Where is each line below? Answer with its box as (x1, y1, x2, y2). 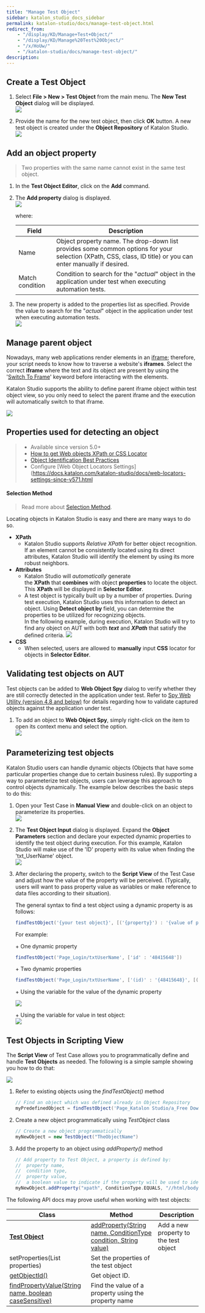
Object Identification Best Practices (30, 456, 120, 464)
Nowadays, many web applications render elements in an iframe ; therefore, (6, 354, 196, 361)
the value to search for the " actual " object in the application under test (15, 307, 193, 315)
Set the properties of (90, 1253, 151, 1262)
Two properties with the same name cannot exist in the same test (21, 164, 185, 172)
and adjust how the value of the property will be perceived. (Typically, (15, 876, 191, 884)
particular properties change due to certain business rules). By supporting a (6, 770, 197, 777)
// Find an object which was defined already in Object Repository (15, 1100, 190, 1106)
